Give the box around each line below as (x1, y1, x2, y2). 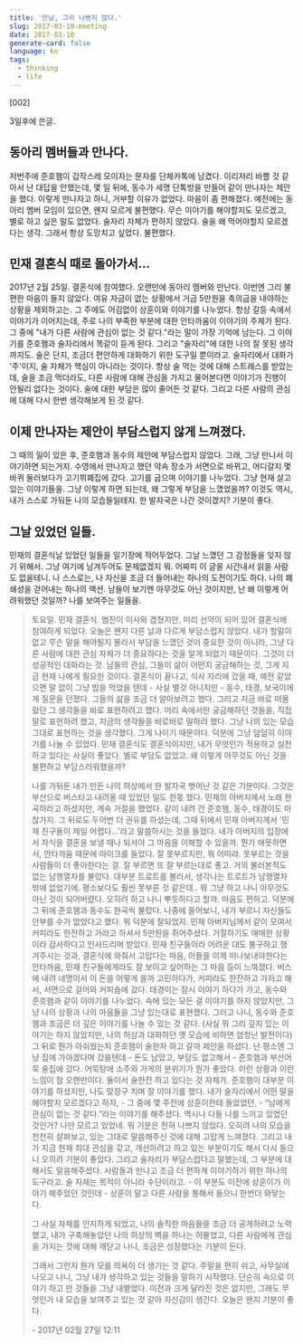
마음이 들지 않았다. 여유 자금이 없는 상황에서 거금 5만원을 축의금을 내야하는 (25, 293, 289, 304)
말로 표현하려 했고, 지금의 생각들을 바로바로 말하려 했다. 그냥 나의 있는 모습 (31, 716, 295, 727)
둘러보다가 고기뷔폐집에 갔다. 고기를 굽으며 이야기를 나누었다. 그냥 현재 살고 (25, 472, 292, 483)
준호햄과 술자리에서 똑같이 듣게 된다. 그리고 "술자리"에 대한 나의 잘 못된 (25, 338, 278, 349)
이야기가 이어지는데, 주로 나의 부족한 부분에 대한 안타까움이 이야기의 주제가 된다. (9, 316, 292, 327)
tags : (9, 55, 30, 64)
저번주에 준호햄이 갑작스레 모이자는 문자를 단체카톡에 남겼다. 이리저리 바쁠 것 (9, 170, 280, 181)
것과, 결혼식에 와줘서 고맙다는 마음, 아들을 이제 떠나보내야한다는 (62, 950, 288, 960)
